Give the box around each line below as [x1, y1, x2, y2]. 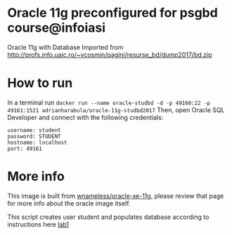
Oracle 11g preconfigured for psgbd [7, 5, 218, 21]
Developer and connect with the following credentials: [7, 113, 164, 121]
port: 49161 [7, 145, 42, 152]
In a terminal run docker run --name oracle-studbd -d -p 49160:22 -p [7, 98, 211, 107]
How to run [7, 75, 73, 91]
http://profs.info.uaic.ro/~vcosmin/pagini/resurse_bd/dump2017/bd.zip [7, 51, 212, 59]
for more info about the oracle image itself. [7, 199, 131, 208]
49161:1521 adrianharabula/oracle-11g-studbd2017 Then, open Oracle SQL [7, 105, 225, 114]
